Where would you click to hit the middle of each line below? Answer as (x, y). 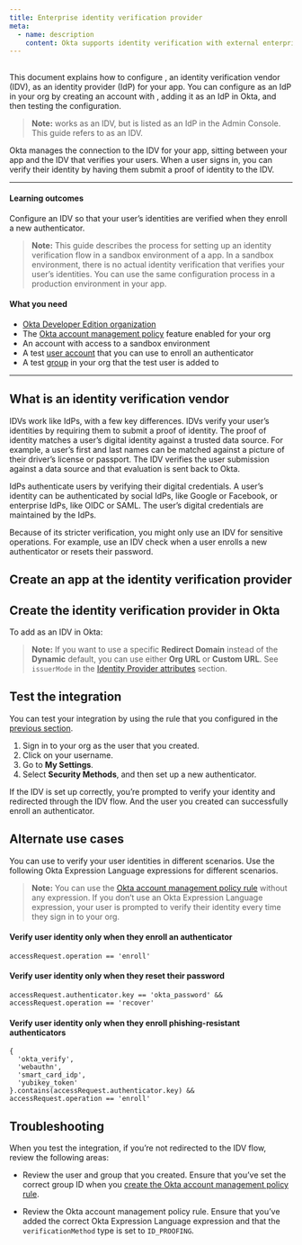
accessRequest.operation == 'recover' (82, 1003)
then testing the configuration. (65, 105)
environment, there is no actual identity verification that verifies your (158, 264)
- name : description (56, 34)
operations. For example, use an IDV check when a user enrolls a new (138, 542)
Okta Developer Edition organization (89, 324)
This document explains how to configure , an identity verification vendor (145, 77)
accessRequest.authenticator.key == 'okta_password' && (116, 996)
